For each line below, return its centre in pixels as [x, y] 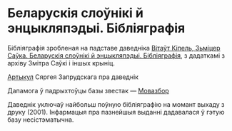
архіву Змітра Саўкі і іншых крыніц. [61, 63]
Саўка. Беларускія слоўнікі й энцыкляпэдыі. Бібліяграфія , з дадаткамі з [116, 56]
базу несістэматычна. [41, 120]
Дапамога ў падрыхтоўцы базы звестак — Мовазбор [88, 90]
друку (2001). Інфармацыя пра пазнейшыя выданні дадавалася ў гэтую [116, 112]
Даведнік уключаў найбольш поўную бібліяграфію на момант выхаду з [116, 104]
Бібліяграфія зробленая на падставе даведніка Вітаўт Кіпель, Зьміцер [114, 48]
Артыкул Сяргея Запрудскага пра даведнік [73, 77]
